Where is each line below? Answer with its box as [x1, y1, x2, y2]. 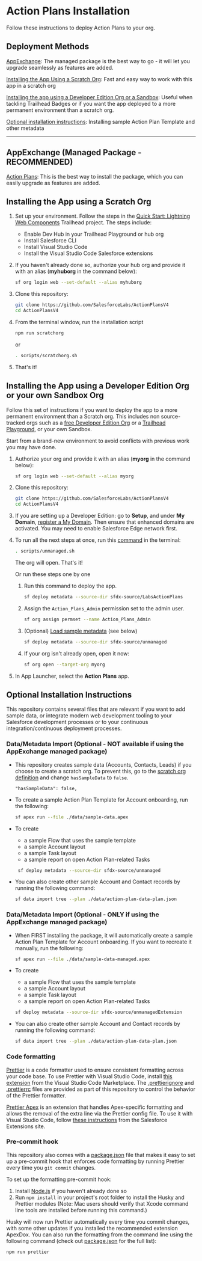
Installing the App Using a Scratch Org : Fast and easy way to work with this [6, 75, 192, 82]
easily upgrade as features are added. [6, 179, 100, 186]
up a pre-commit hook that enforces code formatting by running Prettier [6, 1158, 185, 1165]
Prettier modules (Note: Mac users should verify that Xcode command [14, 1200, 189, 1207]
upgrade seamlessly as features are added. [6, 64, 114, 71]
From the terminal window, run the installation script [14, 319, 144, 325]
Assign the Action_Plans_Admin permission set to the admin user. [23, 604, 185, 612]
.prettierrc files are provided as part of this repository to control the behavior [6, 1085, 195, 1093]
